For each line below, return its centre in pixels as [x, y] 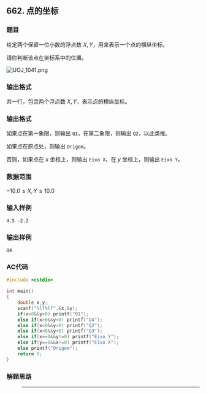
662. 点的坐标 [32, 11]
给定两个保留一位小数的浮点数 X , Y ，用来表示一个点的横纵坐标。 [87, 44]
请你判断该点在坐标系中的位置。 [47, 58]
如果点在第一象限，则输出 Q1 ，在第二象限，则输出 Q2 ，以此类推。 [89, 133]
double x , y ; [32, 303]
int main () [20, 291]
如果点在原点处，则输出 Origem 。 [48, 147]
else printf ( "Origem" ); [48, 349]
